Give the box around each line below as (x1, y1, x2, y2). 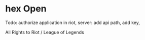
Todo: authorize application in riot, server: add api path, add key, (5, 19, 140, 25)
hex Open (5, 3, 47, 14)
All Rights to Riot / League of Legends (5, 29, 85, 35)
